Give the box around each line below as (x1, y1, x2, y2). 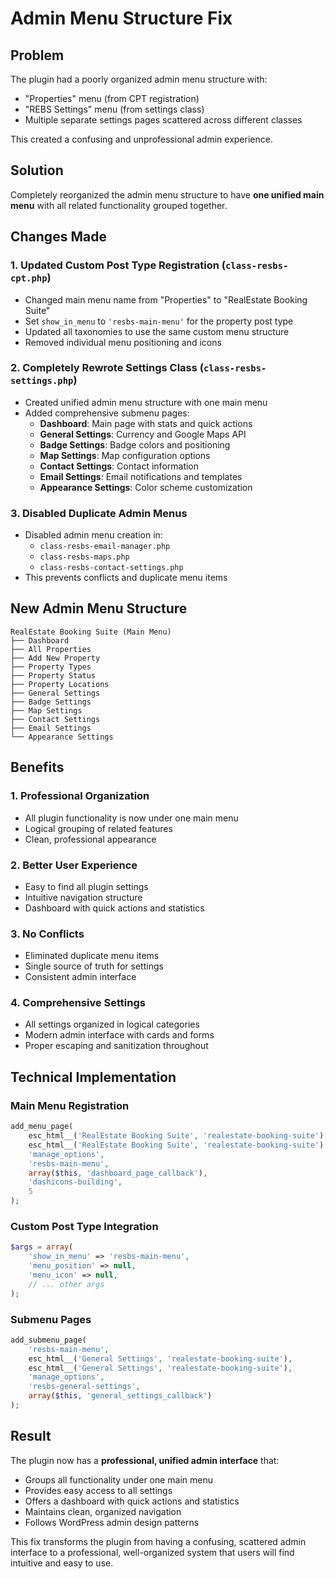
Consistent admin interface (24, 971, 137, 983)
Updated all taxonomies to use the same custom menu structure (24, 325, 290, 337)
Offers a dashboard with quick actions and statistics (24, 1495, 240, 1507)
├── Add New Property (10, 653, 101, 663)
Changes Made (10, 228, 107, 246)
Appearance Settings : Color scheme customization (39, 481, 253, 493)
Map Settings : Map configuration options (39, 449, 211, 461)
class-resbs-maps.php (39, 552, 130, 562)
